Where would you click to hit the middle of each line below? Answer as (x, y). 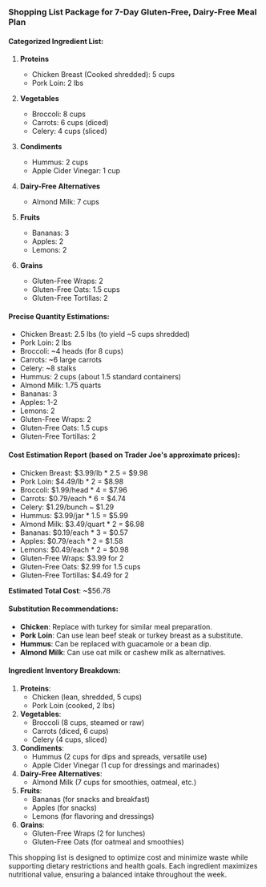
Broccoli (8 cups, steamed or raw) (88, 722)
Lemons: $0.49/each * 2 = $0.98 (75, 549)
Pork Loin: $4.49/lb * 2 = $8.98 (72, 481)
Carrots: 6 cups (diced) (70, 123)
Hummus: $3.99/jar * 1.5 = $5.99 (74, 515)
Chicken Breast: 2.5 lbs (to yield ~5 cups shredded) (105, 334)
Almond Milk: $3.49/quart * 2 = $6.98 (82, 524)
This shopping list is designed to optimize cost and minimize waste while (128, 857)
